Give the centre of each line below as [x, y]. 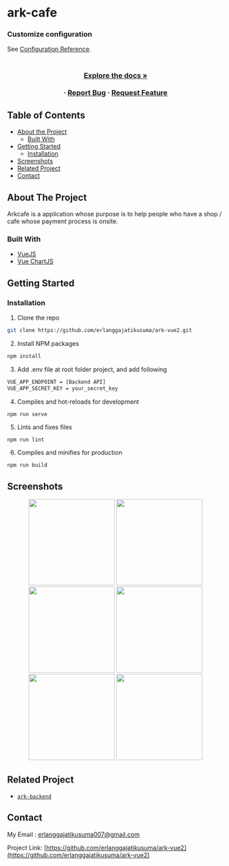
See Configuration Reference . [49, 49]
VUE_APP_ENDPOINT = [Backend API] [57, 382]
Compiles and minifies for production [69, 453]
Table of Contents [46, 115]
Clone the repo [38, 318]
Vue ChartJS [35, 261]
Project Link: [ [27, 847]
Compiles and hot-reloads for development [78, 402]
